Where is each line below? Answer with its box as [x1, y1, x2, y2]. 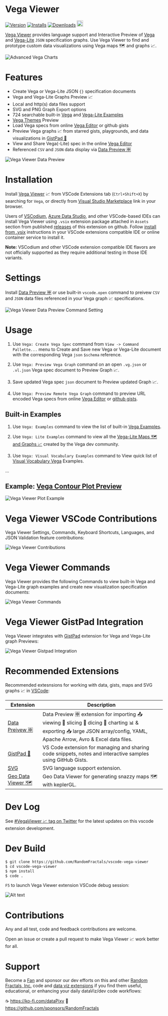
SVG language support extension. [42, 765, 121, 772]
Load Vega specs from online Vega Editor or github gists [12, 122, 129, 128]
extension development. [5, 825, 55, 831]
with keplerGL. [42, 781, 76, 788]
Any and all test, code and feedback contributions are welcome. [5, 926, 137, 932]
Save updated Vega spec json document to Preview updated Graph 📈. [12, 379, 158, 385]
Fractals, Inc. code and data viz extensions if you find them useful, [5, 982, 142, 989]
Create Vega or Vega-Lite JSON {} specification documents [12, 88, 136, 94]
